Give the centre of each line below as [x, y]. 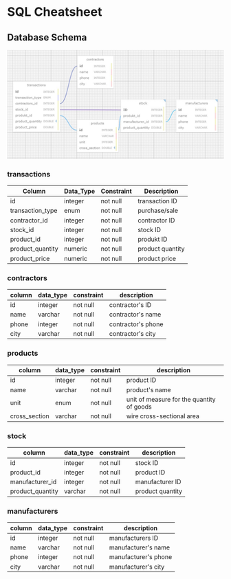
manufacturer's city [137, 567]
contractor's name [135, 315]
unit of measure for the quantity [171, 399]
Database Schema [47, 37]
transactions [29, 174]
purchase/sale [158, 211]
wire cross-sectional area [163, 416]
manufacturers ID [134, 538]
